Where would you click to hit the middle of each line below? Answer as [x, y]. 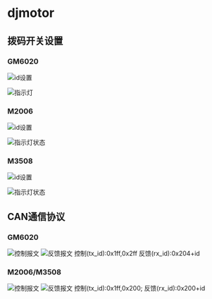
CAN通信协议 [36, 216]
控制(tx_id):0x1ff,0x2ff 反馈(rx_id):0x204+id [137, 254]
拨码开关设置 [35, 41]
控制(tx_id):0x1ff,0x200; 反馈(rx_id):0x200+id [139, 288]
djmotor [31, 13]
